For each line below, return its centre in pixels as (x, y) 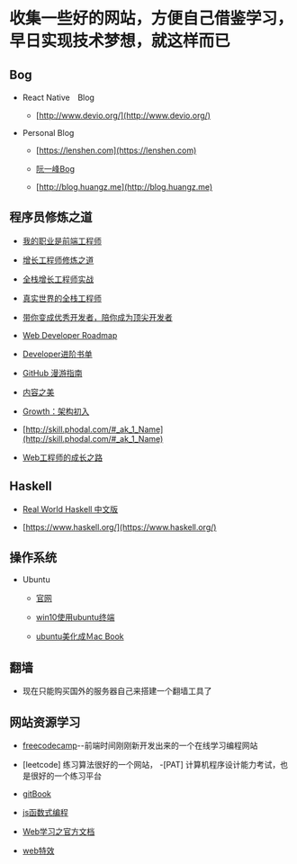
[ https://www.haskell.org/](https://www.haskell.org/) (119, 526)
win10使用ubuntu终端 (75, 617)
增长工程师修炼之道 (58, 260)
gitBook (36, 794)
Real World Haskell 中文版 (70, 508)
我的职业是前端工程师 (62, 240)
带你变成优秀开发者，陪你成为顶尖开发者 (97, 317)
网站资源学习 (45, 722)
